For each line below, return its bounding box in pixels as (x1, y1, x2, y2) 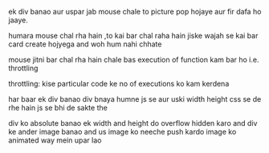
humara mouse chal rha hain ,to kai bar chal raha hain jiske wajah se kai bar (8, 31, 259, 40)
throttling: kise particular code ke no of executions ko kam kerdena (8, 79, 230, 88)
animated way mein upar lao (8, 135, 102, 145)
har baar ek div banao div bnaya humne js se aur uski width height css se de (8, 95, 262, 103)
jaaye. (8, 15, 28, 25)
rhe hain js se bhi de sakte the (8, 103, 108, 112)
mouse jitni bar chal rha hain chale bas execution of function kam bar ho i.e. (8, 55, 259, 64)
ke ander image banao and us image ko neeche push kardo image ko (8, 127, 237, 136)
